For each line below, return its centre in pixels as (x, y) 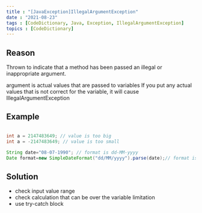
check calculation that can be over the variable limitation (85, 197)
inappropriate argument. (36, 74)
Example (23, 117)
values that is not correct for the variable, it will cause (73, 92)
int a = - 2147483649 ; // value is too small (63, 142)
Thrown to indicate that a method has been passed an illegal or (84, 67)
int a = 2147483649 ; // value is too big (59, 136)
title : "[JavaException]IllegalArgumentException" (72, 12)
